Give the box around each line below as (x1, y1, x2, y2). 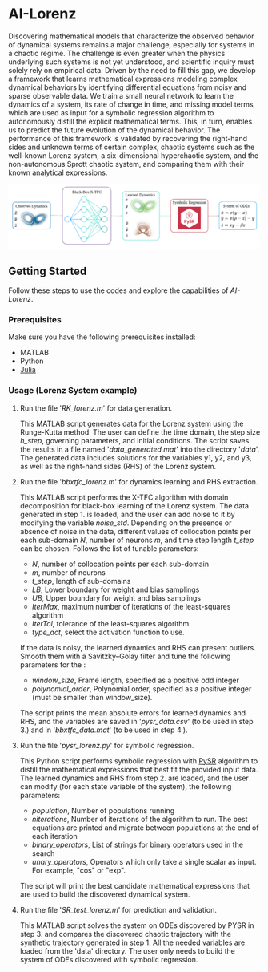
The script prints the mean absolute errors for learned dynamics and (19, 707, 246, 718)
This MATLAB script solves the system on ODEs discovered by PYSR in (19, 920, 254, 930)
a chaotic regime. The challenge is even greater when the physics (8, 48, 226, 58)
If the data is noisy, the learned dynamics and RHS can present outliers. (19, 642, 256, 652)
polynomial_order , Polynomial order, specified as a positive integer (31, 683, 252, 694)
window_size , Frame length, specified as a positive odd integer (31, 675, 240, 685)
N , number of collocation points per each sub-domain (31, 559, 210, 569)
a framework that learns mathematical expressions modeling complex (8, 74, 238, 83)
